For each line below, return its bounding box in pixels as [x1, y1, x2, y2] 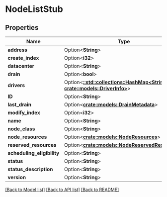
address [7, 46, 28, 53]
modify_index [7, 109, 41, 116]
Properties [5, 23, 39, 32]
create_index [7, 55, 39, 61]
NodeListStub [5, 3, 63, 15]
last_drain [7, 101, 32, 108]
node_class [7, 125, 35, 132]
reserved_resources [7, 142, 57, 148]
